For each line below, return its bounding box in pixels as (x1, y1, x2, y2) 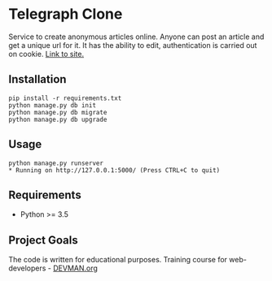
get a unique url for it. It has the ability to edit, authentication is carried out (8, 40, 257, 50)
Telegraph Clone (8, 5, 123, 24)
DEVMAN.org (52, 263, 98, 273)
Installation (8, 72, 67, 86)
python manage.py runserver (8, 159, 104, 167)
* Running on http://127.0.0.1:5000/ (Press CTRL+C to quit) (8, 166, 221, 175)
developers (8, 263, 46, 273)
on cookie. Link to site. (8, 49, 85, 58)
